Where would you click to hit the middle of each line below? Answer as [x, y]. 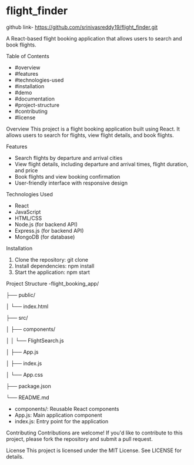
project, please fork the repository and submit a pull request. [79, 439]
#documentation [34, 99]
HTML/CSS [28, 218]
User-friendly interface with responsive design [71, 183]
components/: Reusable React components [67, 409]
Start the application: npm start [52, 272]
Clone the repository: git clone [51, 259]
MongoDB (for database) [45, 237]
